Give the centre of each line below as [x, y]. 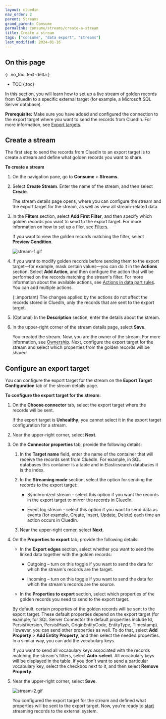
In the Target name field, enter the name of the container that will [86, 454]
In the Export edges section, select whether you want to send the [87, 549]
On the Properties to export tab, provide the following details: [75, 540]
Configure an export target [47, 368]
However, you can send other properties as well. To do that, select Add [85, 630]
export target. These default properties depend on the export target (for [86, 614]
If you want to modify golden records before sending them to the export [86, 261]
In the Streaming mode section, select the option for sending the [86, 480]
